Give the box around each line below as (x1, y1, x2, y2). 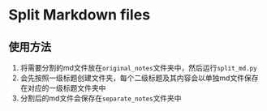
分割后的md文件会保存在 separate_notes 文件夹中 (19, 93, 182, 103)
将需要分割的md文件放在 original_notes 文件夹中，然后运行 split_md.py (19, 63, 257, 72)
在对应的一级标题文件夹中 (19, 83, 106, 92)
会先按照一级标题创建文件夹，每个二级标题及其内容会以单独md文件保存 (19, 73, 259, 83)
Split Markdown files (8, 6, 151, 24)
